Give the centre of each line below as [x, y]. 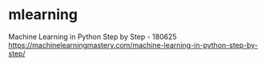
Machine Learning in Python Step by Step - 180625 [93, 37]
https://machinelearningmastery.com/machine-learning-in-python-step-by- [133, 45]
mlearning [43, 15]
